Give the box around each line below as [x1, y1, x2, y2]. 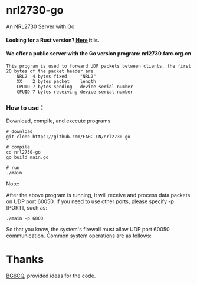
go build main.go [6, 154, 49, 161]
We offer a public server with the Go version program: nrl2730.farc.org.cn [6, 50, 192, 57]
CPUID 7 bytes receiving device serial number [17, 89, 133, 95]
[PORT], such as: [6, 204, 48, 211]
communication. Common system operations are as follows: [6, 232, 152, 239]
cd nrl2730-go [6, 150, 41, 155]
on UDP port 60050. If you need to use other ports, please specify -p [6, 198, 174, 205]
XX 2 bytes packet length [17, 78, 96, 84]
